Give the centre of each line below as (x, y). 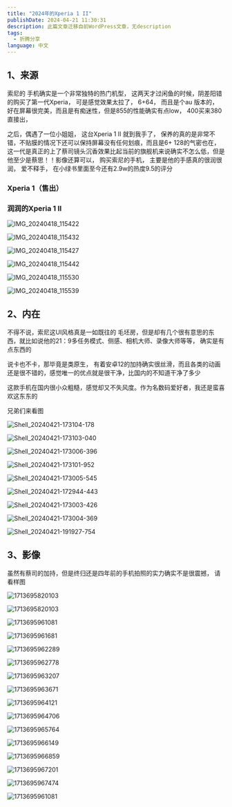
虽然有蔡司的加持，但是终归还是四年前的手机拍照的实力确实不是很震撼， (110, 573)
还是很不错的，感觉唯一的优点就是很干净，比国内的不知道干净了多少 (104, 372)
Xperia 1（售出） (35, 188)
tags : (15, 33)
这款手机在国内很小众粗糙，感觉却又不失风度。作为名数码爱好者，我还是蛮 (113, 387)
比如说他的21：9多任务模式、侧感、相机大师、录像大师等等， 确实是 (122, 341)
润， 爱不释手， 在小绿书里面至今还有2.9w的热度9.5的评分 (90, 168)
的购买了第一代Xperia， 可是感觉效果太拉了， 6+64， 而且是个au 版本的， (113, 102)
